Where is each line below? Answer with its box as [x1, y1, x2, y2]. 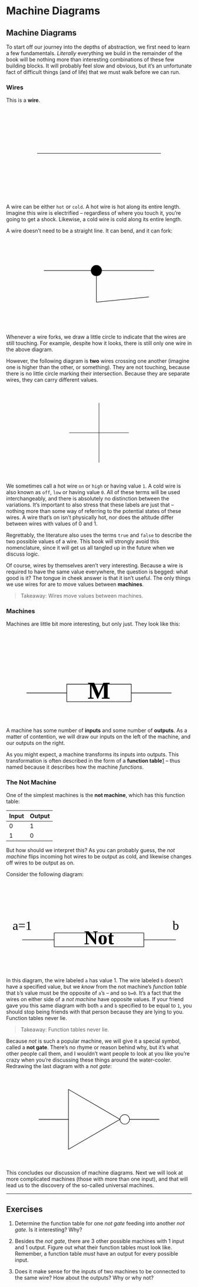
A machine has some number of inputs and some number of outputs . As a [6, 727, 187, 734]
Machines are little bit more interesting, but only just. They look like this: [6, 620, 180, 628]
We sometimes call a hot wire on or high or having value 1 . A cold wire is [6, 482, 181, 489]
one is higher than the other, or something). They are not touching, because [6, 363, 190, 370]
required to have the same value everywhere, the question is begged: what [6, 568, 189, 575]
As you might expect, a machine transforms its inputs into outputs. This [6, 750, 179, 758]
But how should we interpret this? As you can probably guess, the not [6, 847, 175, 854]
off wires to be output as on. [6, 859, 75, 866]
